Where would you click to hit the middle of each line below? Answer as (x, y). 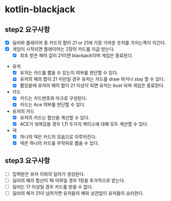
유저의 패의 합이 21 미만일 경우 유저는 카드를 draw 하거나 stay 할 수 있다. (92, 79)
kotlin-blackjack (40, 9)
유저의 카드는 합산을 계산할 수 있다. (55, 117)
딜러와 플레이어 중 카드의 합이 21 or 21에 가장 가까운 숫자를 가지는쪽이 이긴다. (89, 43)
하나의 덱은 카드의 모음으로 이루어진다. (58, 137)
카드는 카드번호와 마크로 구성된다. (54, 98)
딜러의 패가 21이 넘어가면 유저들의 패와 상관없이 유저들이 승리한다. (78, 193)
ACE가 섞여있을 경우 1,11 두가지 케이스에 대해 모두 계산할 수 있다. (84, 124)
